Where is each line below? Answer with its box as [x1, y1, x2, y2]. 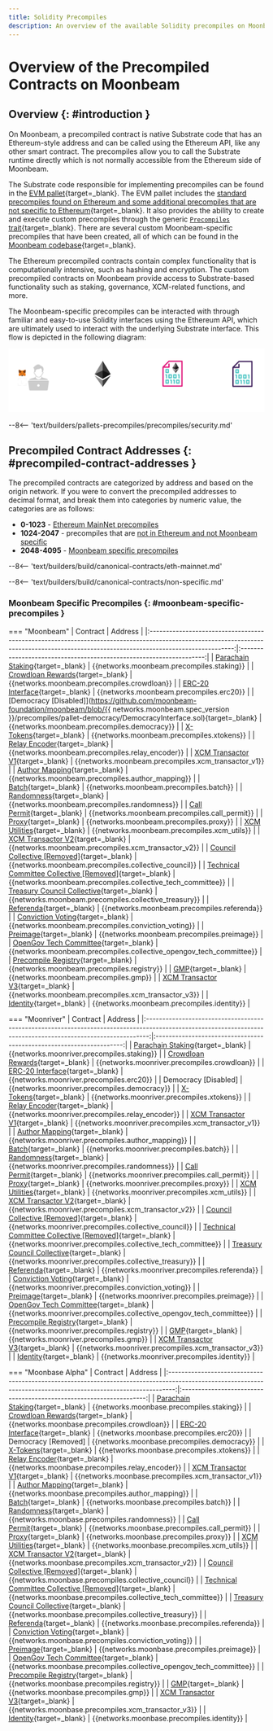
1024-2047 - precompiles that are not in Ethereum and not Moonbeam [19, 528, 258, 538]
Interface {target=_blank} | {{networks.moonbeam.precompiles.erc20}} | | [8, 686, 254, 696]
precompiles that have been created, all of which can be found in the [8, 231, 239, 241]
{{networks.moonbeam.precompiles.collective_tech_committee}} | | [8, 877, 235, 887]
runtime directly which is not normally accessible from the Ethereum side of [8, 155, 262, 164]
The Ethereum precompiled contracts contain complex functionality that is [8, 256, 257, 265]
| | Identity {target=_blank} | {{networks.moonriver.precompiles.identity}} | [8, 1352, 255, 1361]
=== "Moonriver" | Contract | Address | [8, 1014, 140, 1023]
